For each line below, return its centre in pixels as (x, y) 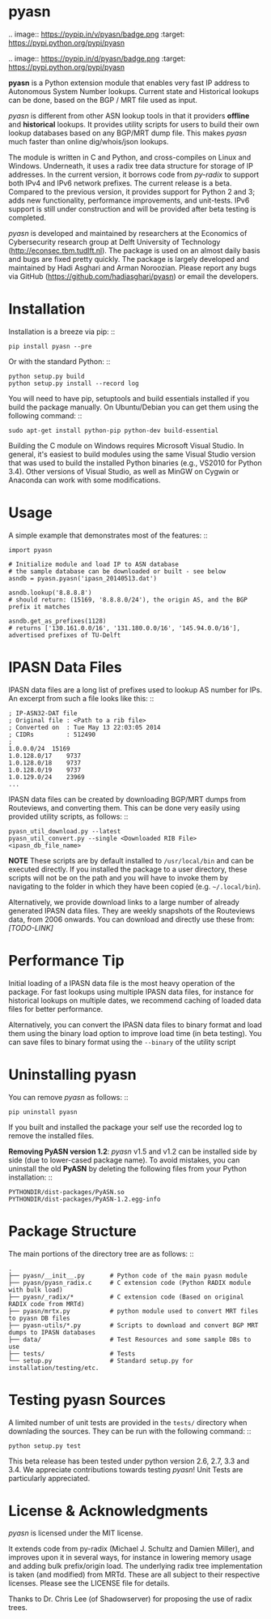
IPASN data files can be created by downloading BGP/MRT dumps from (127, 799)
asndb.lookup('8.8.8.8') (50, 593)
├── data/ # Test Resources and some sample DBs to (130, 1339)
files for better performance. (56, 1009)
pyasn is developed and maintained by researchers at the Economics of (128, 233)
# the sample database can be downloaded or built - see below (117, 571)
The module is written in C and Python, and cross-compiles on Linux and (130, 157)
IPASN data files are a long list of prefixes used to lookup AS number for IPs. (135, 690)
